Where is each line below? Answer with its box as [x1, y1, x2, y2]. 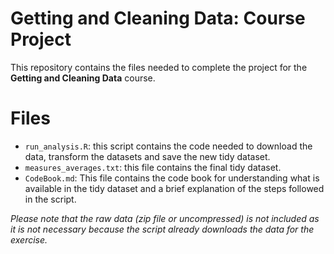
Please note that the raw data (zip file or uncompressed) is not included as [10, 212, 320, 224]
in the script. [24, 193, 77, 205]
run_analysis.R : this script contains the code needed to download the [24, 140, 313, 152]
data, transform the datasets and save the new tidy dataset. [24, 150, 271, 162]
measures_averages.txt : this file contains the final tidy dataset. [24, 161, 282, 173]
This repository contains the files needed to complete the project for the [10, 61, 308, 73]
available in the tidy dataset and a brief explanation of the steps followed [24, 182, 325, 194]
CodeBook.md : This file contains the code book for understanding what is [24, 172, 320, 184]
